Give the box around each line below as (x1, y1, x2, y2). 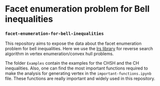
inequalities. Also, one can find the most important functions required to (5, 65, 148, 71)
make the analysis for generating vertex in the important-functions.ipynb (5, 71, 152, 76)
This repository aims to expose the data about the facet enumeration (5, 41, 142, 46)
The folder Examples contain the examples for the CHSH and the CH (5, 60, 139, 66)
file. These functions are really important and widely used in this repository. (5, 76, 156, 82)
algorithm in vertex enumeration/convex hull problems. (5, 51, 114, 57)
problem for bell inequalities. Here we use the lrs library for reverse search (5, 46, 153, 52)
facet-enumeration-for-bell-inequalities (5, 31, 104, 37)
